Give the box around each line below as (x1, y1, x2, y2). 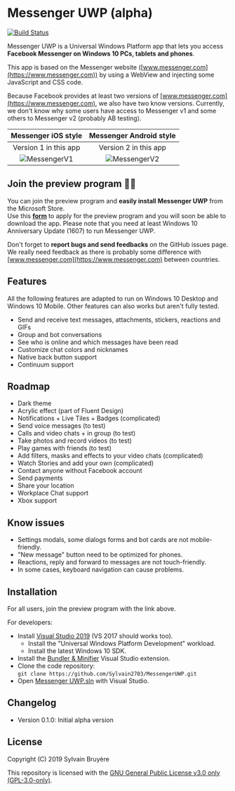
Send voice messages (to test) (17, 422, 106, 430)
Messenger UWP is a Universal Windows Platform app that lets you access (7, 42, 224, 50)
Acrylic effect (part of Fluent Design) (17, 407, 124, 415)
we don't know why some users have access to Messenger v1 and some (7, 106, 217, 115)
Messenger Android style (88, 130, 177, 140)
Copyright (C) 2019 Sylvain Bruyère (7, 754, 110, 763)
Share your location (17, 481, 74, 490)
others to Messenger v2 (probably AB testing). (7, 114, 142, 122)
